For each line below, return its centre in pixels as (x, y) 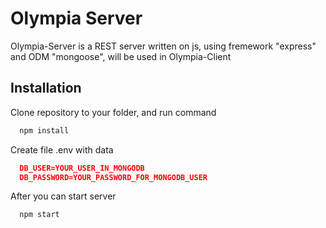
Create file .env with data (62, 149)
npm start (39, 215)
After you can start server (63, 196)
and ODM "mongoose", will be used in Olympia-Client (121, 56)
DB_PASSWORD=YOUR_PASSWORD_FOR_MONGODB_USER (113, 177)
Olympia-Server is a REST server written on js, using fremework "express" (163, 46)
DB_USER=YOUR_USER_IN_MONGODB (82, 168)
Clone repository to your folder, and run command (113, 112)
